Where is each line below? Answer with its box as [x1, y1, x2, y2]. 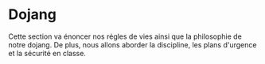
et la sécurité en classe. [8, 48, 86, 58]
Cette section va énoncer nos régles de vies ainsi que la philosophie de [8, 32, 243, 41]
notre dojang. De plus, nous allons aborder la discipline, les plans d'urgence [8, 40, 257, 49]
